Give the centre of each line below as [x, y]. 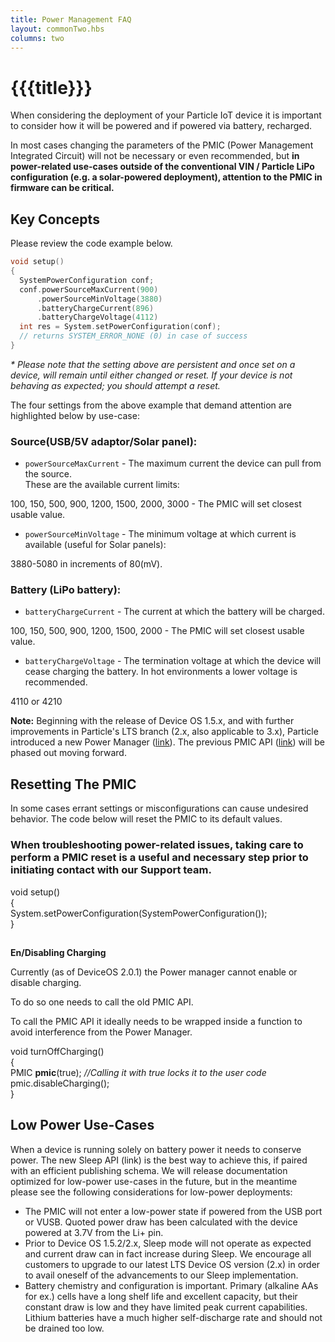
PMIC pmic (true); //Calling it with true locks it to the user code [138, 1072]
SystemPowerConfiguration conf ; [87, 280]
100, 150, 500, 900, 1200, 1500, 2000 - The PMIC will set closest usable [157, 631]
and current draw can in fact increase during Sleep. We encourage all [168, 1253]
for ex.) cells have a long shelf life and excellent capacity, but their [161, 1296]
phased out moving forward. [68, 753]
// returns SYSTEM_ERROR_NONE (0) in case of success [133, 336]
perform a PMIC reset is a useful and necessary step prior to [159, 858]
